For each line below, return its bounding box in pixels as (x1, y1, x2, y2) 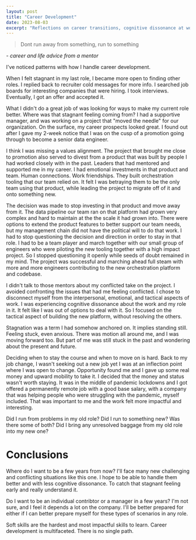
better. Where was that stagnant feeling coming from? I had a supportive (6, 111, 181, 118)
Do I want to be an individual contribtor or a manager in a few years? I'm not (6, 498, 188, 505)
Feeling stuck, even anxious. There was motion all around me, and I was (6, 331, 179, 338)
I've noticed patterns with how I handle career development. (6, 64, 150, 71)
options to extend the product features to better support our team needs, (6, 221, 181, 228)
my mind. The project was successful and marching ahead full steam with (6, 258, 184, 265)
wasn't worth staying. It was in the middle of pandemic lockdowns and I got (6, 379, 188, 386)
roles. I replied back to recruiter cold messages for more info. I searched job (6, 81, 189, 88)
